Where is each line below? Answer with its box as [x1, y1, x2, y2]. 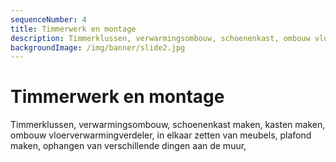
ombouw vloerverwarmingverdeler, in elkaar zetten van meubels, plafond [10, 129, 312, 141]
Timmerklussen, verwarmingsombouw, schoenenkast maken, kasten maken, [10, 119, 326, 131]
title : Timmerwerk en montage [10, 24, 137, 34]
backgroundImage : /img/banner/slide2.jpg [10, 42, 186, 53]
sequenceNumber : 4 [10, 14, 87, 25]
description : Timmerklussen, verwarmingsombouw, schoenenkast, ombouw [10, 33, 311, 43]
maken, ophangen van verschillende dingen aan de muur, [10, 140, 247, 152]
